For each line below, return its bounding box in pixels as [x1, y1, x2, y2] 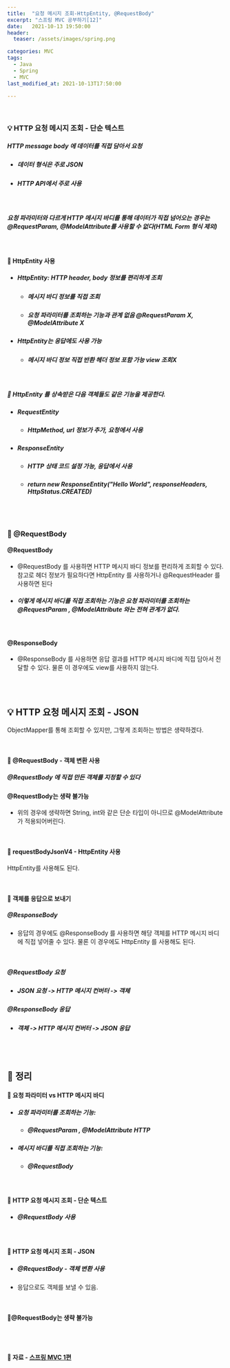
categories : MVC [7, 48, 54, 55]
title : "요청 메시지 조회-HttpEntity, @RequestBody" [7, 10, 155, 17]
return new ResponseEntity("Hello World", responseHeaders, [27, 480, 208, 488]
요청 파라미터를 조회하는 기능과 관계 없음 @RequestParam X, [27, 311, 194, 319]
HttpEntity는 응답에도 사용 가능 [17, 337, 102, 345]
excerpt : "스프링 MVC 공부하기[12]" [7, 17, 102, 23]
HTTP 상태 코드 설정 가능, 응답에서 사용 [27, 462, 133, 470]
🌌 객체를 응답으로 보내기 [7, 894, 71, 903]
